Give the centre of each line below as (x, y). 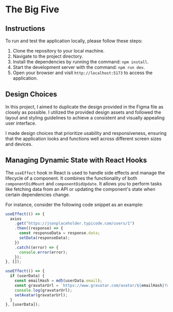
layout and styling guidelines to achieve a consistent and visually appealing (85, 117)
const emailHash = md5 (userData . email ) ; (58, 281)
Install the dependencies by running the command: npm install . (81, 62)
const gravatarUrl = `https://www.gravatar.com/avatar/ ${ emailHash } (90, 285)
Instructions (25, 29)
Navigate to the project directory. (48, 56)
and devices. (19, 144)
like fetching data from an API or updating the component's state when (80, 189)
